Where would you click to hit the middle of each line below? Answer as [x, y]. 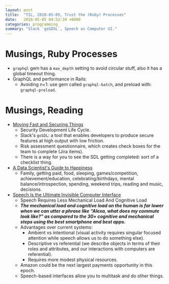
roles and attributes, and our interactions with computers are [91, 249]
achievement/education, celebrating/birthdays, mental [77, 178]
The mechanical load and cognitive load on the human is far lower [92, 206]
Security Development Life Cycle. [55, 130]
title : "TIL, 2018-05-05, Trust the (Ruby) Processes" [66, 15]
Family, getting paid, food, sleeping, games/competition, [79, 173]
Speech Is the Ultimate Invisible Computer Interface [67, 195]
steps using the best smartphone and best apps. [73, 222]
